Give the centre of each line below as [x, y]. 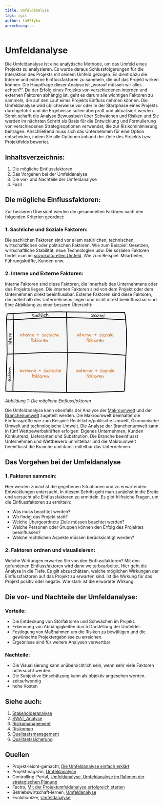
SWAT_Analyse [27, 719]
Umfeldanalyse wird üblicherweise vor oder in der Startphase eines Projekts [82, 105]
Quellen [17, 754]
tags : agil [16, 15]
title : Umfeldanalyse [27, 10]
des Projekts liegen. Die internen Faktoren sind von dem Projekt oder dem [79, 289]
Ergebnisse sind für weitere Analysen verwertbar [61, 642]
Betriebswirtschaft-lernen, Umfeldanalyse [54, 792]
